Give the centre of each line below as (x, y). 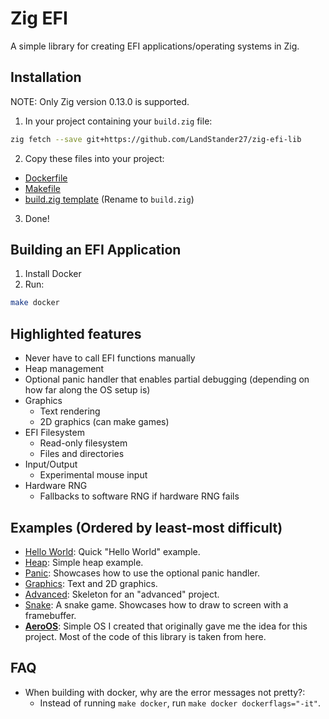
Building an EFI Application (96, 250)
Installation (46, 77)
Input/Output (51, 464)
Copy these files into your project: (94, 158)
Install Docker (53, 274)
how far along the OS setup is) (87, 390)
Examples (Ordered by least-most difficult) (146, 527)
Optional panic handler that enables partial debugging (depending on (167, 379)
